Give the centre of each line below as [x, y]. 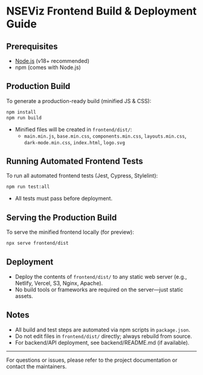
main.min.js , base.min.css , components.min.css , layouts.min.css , [105, 136]
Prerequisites [32, 46]
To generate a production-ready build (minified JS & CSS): [79, 101]
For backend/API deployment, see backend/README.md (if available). [102, 342]
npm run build [24, 118]
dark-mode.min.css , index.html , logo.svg [75, 142]
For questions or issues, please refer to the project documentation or [92, 360]
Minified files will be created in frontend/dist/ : [73, 129]
